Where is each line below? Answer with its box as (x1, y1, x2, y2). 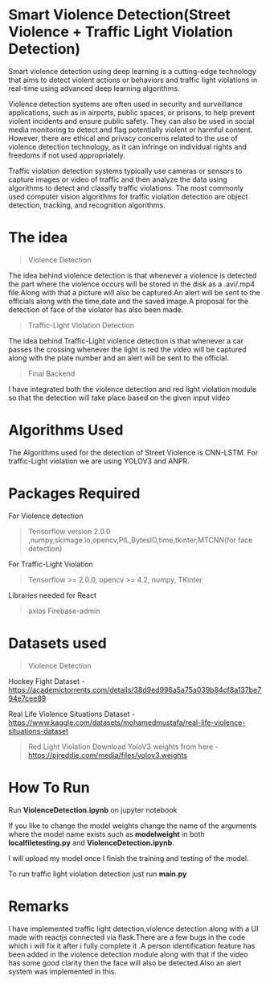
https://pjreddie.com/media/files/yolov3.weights (27, 750, 187, 760)
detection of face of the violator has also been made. (8, 304, 184, 315)
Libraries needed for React (8, 590, 97, 600)
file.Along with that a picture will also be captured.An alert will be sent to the (8, 287, 261, 297)
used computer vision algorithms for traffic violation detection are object (8, 191, 248, 201)
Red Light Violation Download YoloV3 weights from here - (27, 742, 219, 751)
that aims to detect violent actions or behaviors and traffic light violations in (8, 75, 258, 84)
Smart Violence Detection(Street (8, 6, 231, 24)
